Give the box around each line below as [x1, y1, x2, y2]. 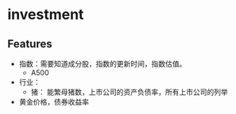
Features [7, 37, 52, 51]
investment [7, 6, 84, 24]
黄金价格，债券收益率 [18, 97, 89, 106]
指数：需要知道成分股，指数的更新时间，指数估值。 [18, 59, 187, 68]
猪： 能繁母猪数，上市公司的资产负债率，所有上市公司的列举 [30, 87, 228, 97]
